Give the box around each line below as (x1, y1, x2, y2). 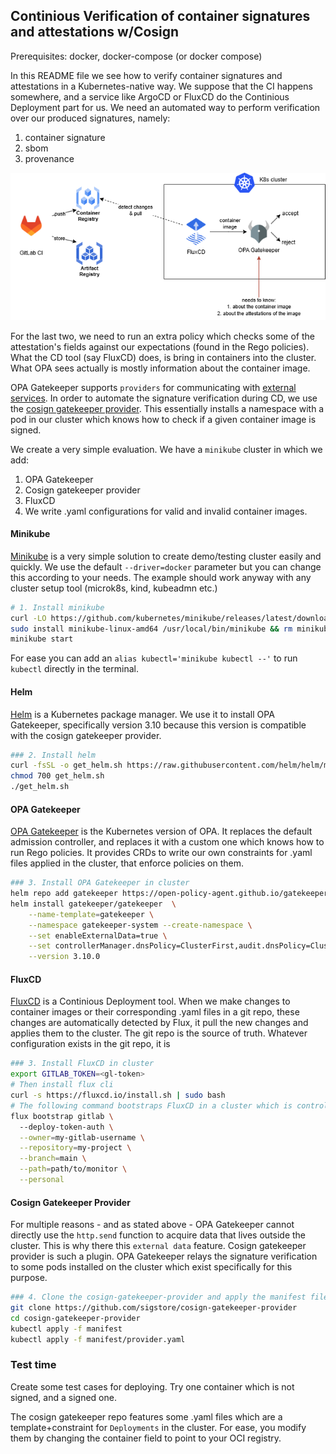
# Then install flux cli (10, 1080, 114, 1090)
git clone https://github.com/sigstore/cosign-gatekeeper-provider (10, 1302, 298, 1313)
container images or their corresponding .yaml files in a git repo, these (10, 1006, 300, 1018)
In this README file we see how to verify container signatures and (10, 69, 283, 81)
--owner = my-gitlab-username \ (19, 1132, 145, 1143)
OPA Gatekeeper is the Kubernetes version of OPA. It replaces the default (10, 825, 313, 838)
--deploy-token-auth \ (19, 1122, 114, 1132)
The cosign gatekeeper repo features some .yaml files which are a (10, 1410, 283, 1423)
